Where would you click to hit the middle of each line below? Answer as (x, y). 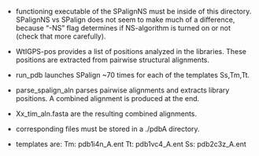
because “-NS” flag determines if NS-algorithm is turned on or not (123, 28)
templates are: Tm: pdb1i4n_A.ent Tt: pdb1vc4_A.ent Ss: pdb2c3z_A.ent (131, 144)
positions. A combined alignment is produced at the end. (107, 98)
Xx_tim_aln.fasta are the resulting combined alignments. (106, 114)
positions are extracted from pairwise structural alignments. (113, 60)
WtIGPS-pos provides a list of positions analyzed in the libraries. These (131, 51)
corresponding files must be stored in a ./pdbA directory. (107, 129)
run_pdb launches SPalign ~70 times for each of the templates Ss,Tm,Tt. (133, 75)
